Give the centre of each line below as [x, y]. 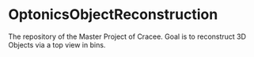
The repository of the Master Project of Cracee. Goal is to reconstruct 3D [127, 36]
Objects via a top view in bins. [57, 44]
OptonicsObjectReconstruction [113, 15]
